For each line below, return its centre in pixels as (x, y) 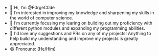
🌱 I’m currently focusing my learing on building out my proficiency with (81, 23)
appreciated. (23, 44)
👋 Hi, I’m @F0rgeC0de (32, 8)
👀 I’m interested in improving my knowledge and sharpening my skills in (82, 13)
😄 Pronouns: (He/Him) (33, 49)
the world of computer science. (41, 18)
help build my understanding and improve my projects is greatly (74, 38)
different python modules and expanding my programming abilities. (77, 28)
